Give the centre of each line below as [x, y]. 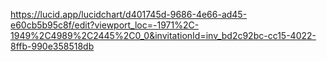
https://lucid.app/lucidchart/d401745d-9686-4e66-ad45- [129, 14]
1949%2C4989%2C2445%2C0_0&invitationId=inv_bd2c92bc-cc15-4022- [163, 35]
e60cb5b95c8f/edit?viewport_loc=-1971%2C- [105, 25]
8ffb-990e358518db [52, 46]
